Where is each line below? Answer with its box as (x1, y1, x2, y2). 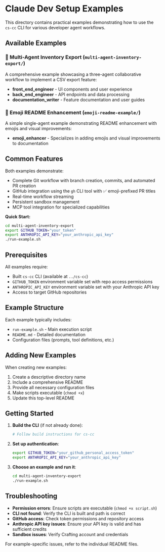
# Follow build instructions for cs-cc (12, 432, 95, 437)
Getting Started (5, 409, 54, 418)
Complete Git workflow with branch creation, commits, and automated (12, 177, 156, 183)
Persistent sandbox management (12, 199, 80, 204)
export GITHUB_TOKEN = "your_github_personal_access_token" (12, 451, 134, 455)
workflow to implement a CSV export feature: (5, 76, 97, 82)
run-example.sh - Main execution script (12, 326, 92, 332)
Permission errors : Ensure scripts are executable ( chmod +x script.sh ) (12, 505, 157, 511)
